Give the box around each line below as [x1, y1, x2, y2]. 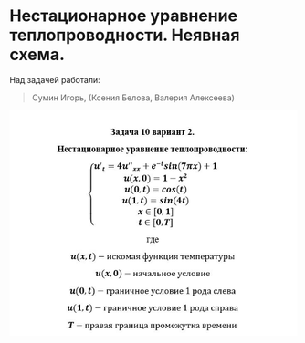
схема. [9, 45, 66, 65]
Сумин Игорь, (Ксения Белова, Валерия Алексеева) [31, 92, 236, 103]
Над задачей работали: [9, 74, 100, 85]
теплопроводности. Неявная [9, 25, 240, 46]
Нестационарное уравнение [9, 5, 238, 26]
